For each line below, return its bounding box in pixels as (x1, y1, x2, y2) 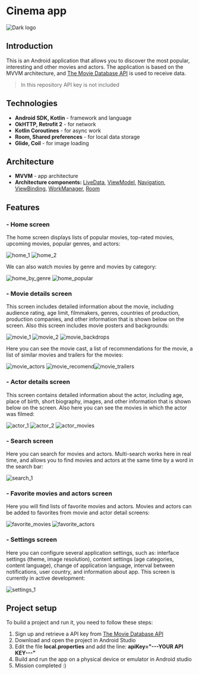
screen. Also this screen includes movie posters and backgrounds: (6, 322, 169, 329)
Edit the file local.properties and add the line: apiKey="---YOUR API (14, 643, 184, 650)
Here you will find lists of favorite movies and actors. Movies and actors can (6, 503, 192, 510)
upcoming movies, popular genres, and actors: (6, 240, 121, 248)
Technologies (6, 98, 58, 108)
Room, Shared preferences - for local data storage (14, 133, 140, 140)
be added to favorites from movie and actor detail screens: (6, 509, 150, 516)
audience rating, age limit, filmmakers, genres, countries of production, (6, 310, 180, 317)
